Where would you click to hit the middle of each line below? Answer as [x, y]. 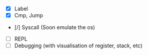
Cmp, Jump [28, 16]
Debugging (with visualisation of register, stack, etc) [78, 46]
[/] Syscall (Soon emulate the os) [55, 27]
